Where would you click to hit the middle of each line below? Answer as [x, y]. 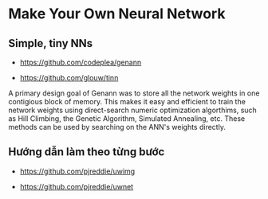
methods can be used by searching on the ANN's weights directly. [117, 127]
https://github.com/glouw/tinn [69, 78]
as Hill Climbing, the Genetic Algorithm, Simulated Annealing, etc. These [127, 119]
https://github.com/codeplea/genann [81, 62]
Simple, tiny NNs [51, 43]
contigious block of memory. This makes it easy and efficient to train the [127, 101]
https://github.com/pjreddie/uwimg [77, 171]
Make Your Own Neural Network [117, 14]
